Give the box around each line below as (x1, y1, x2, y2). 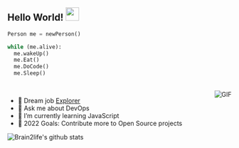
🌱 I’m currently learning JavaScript (17, 112, 119, 120)
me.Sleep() (14, 70, 46, 77)
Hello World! (7, 11, 64, 23)
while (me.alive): (7, 43, 62, 51)
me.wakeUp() (14, 50, 50, 57)
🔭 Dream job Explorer (17, 97, 80, 105)
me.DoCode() (14, 63, 50, 70)
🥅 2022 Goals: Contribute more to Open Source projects (17, 119, 183, 128)
